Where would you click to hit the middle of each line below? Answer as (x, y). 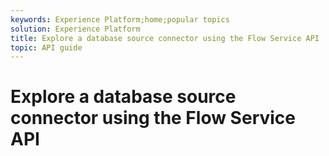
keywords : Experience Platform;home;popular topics (120, 19)
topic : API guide (46, 47)
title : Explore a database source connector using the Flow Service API (165, 38)
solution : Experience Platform (75, 29)
